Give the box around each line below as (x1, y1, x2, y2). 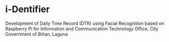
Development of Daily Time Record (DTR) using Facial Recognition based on (5, 20, 164, 26)
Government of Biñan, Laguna (5, 31, 68, 37)
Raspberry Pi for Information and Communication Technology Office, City (5, 25, 159, 31)
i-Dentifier (5, 4, 50, 15)
